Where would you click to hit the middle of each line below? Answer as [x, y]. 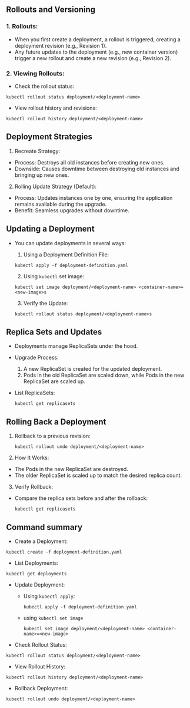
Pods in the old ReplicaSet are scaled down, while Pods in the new [104, 375]
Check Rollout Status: [41, 645]
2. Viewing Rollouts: [35, 73]
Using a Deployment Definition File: [66, 254]
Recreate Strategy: [37, 151]
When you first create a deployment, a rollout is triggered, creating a [97, 39]
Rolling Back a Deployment [56, 422]
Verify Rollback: [34, 487]
